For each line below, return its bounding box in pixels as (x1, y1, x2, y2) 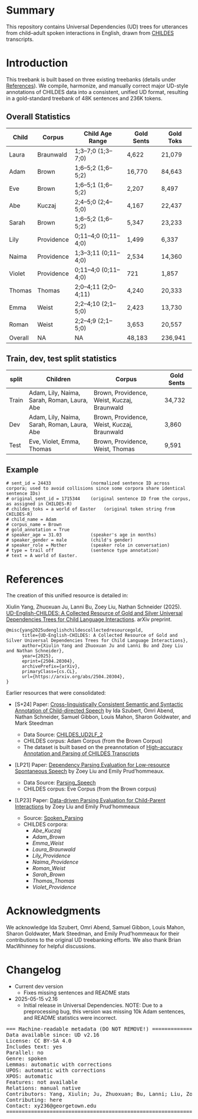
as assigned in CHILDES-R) (6, 501, 72, 507)
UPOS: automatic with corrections (6, 1067, 106, 1074)
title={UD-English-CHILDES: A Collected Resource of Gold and (21, 633, 178, 639)
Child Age (83, 129, 112, 138)
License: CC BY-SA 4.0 (6, 1037, 72, 1045)
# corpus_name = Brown (6, 522, 62, 528)
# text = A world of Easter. (6, 553, 78, 559)
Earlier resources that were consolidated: (6, 689, 106, 697)
